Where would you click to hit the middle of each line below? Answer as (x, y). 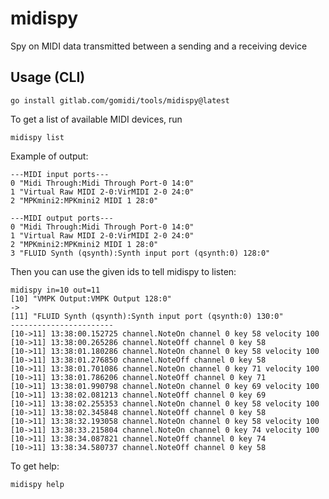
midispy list (37, 137)
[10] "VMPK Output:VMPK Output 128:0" (91, 298)
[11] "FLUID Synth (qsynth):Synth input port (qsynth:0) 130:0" (147, 316)
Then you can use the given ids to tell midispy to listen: (123, 271)
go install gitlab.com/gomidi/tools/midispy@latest (120, 100)
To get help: (35, 466)
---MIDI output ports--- (62, 218)
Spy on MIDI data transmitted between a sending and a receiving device (159, 46)
